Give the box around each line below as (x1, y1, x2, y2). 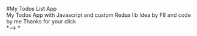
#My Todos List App (6, 5, 57, 12)
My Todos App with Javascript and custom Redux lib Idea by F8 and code (6, 11, 192, 19)
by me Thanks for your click (6, 18, 77, 25)
